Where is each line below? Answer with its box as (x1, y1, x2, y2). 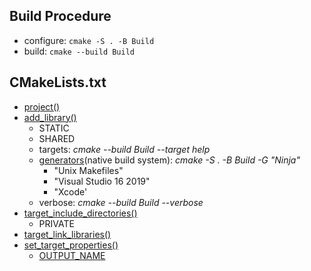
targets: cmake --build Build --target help (38, 143, 211, 155)
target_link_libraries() (23, 228, 112, 240)
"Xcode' (53, 185, 88, 198)
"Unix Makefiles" (53, 164, 124, 176)
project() (23, 100, 61, 113)
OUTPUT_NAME (38, 249, 106, 261)
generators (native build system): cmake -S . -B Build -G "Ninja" (38, 154, 301, 166)
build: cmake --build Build (23, 45, 136, 57)
